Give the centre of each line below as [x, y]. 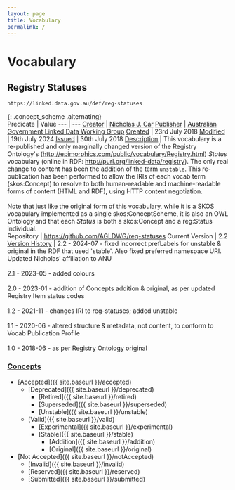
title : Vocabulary [34, 20]
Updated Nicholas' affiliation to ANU [60, 259]
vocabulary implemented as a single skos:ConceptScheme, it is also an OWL [118, 214]
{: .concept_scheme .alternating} [55, 117]
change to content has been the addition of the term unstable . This [104, 169]
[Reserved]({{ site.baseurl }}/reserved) [84, 471]
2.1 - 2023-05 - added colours [51, 273]
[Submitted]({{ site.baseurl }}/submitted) [87, 479]
